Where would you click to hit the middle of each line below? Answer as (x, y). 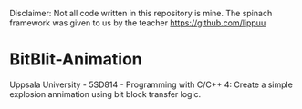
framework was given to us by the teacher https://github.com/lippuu (138, 23)
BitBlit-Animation (76, 59)
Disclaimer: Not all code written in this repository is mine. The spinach (141, 13)
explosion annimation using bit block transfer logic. (105, 94)
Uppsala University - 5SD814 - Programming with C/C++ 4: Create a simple (151, 84)
